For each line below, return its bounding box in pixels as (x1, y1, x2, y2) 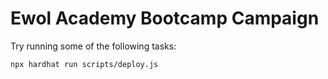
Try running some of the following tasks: (10, 40, 177, 52)
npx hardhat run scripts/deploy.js (10, 59, 159, 69)
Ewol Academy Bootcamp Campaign (10, 7, 320, 30)
